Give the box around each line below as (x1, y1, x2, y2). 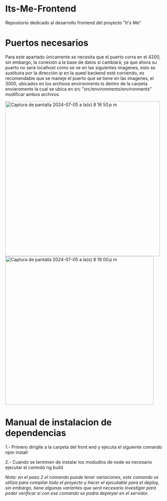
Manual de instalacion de (5, 417, 112, 428)
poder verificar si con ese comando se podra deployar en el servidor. (5, 490, 149, 496)
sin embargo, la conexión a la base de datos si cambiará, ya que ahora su (5, 59, 157, 65)
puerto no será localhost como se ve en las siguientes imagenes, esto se (5, 64, 155, 70)
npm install (5, 449, 28, 455)
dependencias (5, 428, 66, 439)
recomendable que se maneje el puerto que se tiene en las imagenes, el (5, 75, 154, 81)
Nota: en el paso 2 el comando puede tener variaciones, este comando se (5, 474, 159, 480)
